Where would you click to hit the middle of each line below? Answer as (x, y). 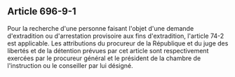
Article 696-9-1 (42, 12)
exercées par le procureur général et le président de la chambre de (104, 58)
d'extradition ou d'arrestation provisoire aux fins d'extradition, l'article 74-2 (116, 36)
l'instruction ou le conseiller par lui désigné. (70, 65)
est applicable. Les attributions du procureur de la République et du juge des (118, 43)
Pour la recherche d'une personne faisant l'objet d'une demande (101, 28)
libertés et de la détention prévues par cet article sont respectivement (108, 50)
